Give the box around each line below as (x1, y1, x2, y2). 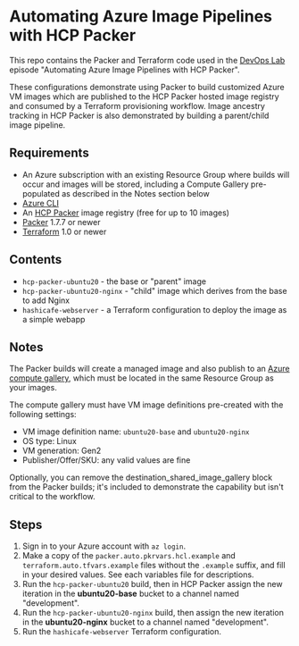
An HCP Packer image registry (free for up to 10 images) (21, 207, 230, 218)
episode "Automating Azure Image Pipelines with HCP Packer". (9, 64, 240, 75)
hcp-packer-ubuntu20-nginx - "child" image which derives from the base (21, 285, 287, 296)
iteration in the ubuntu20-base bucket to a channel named (21, 588, 239, 600)
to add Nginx (21, 295, 70, 306)
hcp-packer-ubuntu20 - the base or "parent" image (21, 275, 207, 287)
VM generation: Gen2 (21, 445, 102, 457)
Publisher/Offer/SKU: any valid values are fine (21, 455, 191, 466)
